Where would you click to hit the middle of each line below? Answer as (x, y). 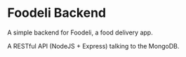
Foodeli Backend (57, 13)
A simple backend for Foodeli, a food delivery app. (80, 32)
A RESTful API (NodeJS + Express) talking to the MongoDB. (93, 46)
